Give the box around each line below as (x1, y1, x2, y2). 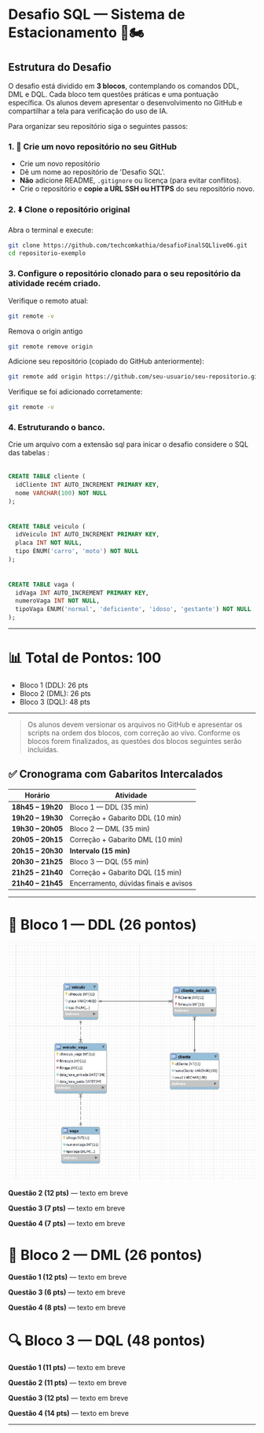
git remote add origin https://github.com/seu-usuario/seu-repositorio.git (8, 373, 262, 381)
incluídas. (27, 745, 59, 754)
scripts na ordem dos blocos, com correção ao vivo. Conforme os (27, 728, 241, 737)
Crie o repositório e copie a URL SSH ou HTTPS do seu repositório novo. (19, 184, 255, 193)
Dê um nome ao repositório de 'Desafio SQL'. (19, 168, 166, 177)
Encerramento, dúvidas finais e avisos (69, 879, 192, 888)
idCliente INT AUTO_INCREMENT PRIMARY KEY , (15, 481, 159, 489)
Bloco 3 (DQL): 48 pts (19, 698, 90, 706)
